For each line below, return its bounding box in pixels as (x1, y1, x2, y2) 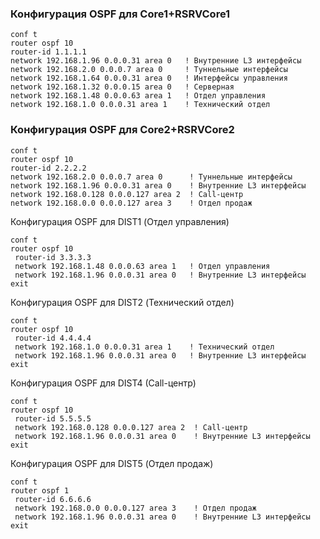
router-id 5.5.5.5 (14, 413, 92, 424)
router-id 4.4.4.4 (14, 333, 92, 343)
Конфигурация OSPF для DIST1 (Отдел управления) (10, 215, 230, 227)
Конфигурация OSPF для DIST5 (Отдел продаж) (10, 457, 214, 469)
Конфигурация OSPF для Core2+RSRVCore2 (10, 123, 235, 137)
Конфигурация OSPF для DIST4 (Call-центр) (10, 377, 197, 389)
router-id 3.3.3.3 (14, 252, 92, 262)
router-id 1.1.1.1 (10, 47, 87, 57)
